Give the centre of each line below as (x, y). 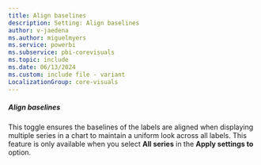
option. (20, 152)
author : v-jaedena (38, 30)
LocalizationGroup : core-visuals (63, 82)
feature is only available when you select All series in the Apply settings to (131, 144)
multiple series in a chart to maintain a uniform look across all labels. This (128, 136)
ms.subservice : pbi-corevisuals (61, 52)
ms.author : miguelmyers (47, 38)
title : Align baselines (47, 15)
